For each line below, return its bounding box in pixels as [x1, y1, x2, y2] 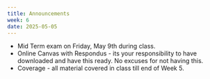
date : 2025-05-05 [7, 23, 58, 30]
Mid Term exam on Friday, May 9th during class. [17, 42, 156, 51]
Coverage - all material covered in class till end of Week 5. [17, 64, 184, 73]
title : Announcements [7, 10, 70, 17]
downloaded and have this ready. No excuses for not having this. [17, 57, 204, 65]
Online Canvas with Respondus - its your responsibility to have [17, 49, 197, 58]
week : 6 [7, 17, 30, 24]
